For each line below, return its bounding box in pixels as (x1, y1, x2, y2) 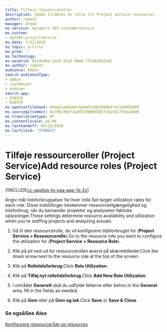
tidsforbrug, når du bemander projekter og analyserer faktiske (5, 208, 133, 214)
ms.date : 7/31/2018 (5, 40, 46, 45)
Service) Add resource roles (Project (5, 160, 158, 171)
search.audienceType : (5, 72, 50, 77)
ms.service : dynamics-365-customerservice (5, 26, 95, 31)
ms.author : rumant (5, 63, 43, 68)
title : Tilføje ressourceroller (5, 7, 72, 12)
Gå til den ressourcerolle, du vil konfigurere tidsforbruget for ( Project (12, 228, 155, 234)
